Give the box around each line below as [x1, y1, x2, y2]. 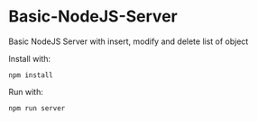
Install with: [8, 53, 51, 64]
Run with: [8, 86, 44, 97]
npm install [8, 70, 53, 80]
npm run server [8, 103, 66, 113]
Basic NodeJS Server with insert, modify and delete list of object [8, 36, 249, 47]
